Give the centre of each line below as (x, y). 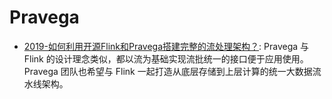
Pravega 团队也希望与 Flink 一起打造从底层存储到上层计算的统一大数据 (168, 71)
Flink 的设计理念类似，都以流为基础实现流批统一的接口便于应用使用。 (166, 58)
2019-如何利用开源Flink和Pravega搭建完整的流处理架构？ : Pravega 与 (166, 46)
